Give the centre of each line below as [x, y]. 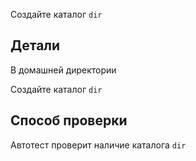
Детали [35, 45]
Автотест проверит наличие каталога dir [98, 145]
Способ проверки [69, 120]
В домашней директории [63, 70]
